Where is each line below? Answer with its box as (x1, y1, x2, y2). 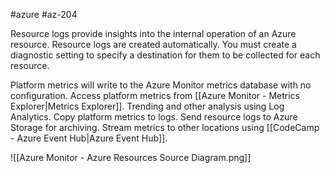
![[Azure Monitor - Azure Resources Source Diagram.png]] (10, 152, 252, 163)
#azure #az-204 (10, 9, 78, 20)
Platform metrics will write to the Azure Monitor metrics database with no (10, 79, 312, 91)
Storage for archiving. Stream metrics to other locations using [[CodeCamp (10, 122, 320, 133)
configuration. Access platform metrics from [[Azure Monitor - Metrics (10, 90, 300, 101)
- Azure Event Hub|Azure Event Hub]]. (10, 132, 168, 144)
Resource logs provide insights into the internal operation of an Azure (10, 28, 297, 39)
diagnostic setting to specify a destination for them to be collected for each (10, 49, 321, 61)
